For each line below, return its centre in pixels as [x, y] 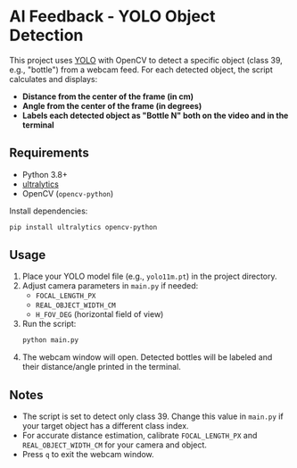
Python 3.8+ [45, 174]
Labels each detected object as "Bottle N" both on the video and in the [155, 115]
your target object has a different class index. [105, 426]
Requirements [49, 153]
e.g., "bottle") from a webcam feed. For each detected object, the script [141, 70]
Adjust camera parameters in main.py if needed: [110, 286]
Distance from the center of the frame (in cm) [108, 96]
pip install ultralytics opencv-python [83, 227]
